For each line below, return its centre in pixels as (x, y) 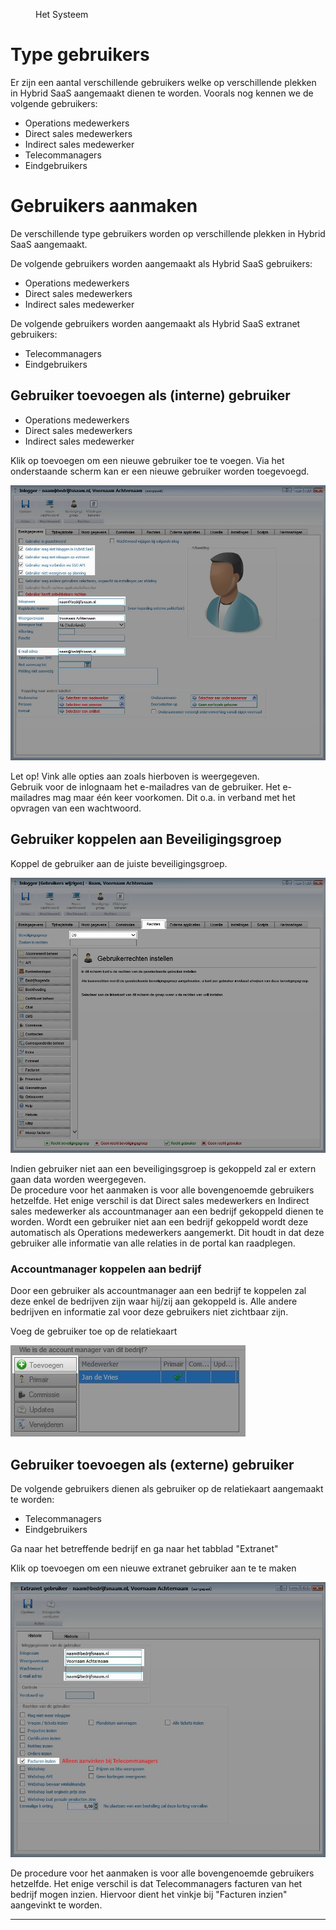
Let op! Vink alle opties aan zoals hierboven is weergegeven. (135, 776)
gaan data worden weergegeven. (78, 1180)
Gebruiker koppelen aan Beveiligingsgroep (146, 839)
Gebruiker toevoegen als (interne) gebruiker (150, 395)
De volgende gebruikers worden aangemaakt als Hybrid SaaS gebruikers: (161, 263)
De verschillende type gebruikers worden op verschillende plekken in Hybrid (168, 233)
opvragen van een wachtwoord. (76, 808)
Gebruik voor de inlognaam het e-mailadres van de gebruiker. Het (145, 787)
